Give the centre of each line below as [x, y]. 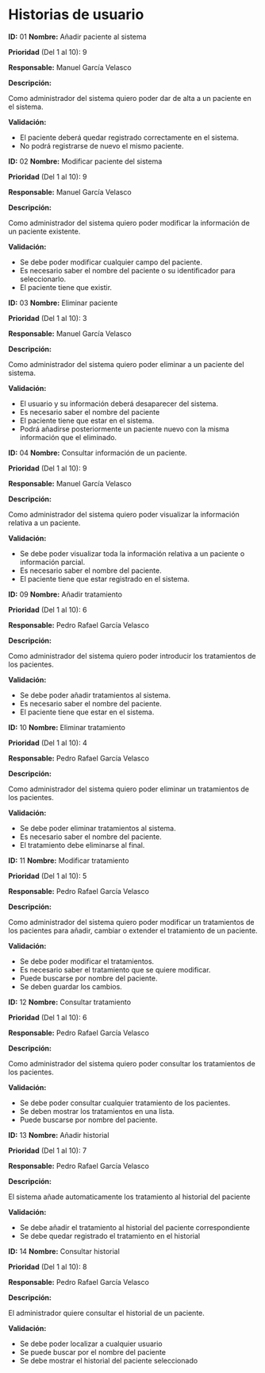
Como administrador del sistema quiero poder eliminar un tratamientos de [129, 789]
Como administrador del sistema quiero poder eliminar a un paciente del [126, 364]
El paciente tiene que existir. [66, 287]
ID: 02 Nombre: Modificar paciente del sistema [85, 161]
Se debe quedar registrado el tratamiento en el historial [110, 1236]
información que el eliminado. [68, 437]
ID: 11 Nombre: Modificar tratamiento [69, 861]
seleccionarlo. [43, 279]
